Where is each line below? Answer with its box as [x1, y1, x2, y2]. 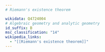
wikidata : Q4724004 [5, 16, 46, 21]
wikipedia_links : [5, 35, 42, 40]
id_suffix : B [5, 25, 33, 30]
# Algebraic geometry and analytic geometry [5, 21, 100, 26]
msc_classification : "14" [5, 30, 59, 35]
